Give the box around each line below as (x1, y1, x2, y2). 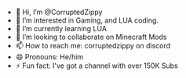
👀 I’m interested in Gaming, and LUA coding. (15, 16, 159, 25)
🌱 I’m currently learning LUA (15, 24, 108, 33)
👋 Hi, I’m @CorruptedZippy (15, 8, 103, 16)
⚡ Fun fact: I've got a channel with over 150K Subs (15, 61, 178, 70)
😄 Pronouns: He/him (15, 52, 84, 62)
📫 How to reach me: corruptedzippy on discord (15, 41, 171, 50)
